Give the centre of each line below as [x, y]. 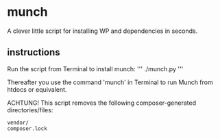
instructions [34, 52]
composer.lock [27, 128]
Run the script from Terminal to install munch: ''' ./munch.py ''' [95, 68]
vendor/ [18, 123]
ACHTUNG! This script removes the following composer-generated [102, 103]
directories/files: [30, 110]
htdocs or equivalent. [37, 89]
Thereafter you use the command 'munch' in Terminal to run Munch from [110, 82]
